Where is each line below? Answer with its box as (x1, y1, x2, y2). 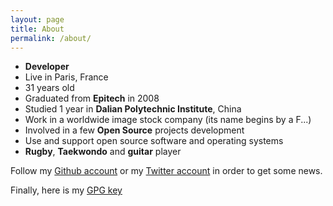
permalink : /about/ (10, 33, 92, 43)
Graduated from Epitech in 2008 (24, 92, 160, 105)
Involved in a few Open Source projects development (24, 124, 245, 136)
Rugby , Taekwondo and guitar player (24, 146, 182, 158)
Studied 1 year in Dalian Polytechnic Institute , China (24, 103, 242, 115)
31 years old (24, 82, 75, 94)
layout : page (10, 14, 65, 25)
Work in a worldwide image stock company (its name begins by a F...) (24, 114, 312, 126)
